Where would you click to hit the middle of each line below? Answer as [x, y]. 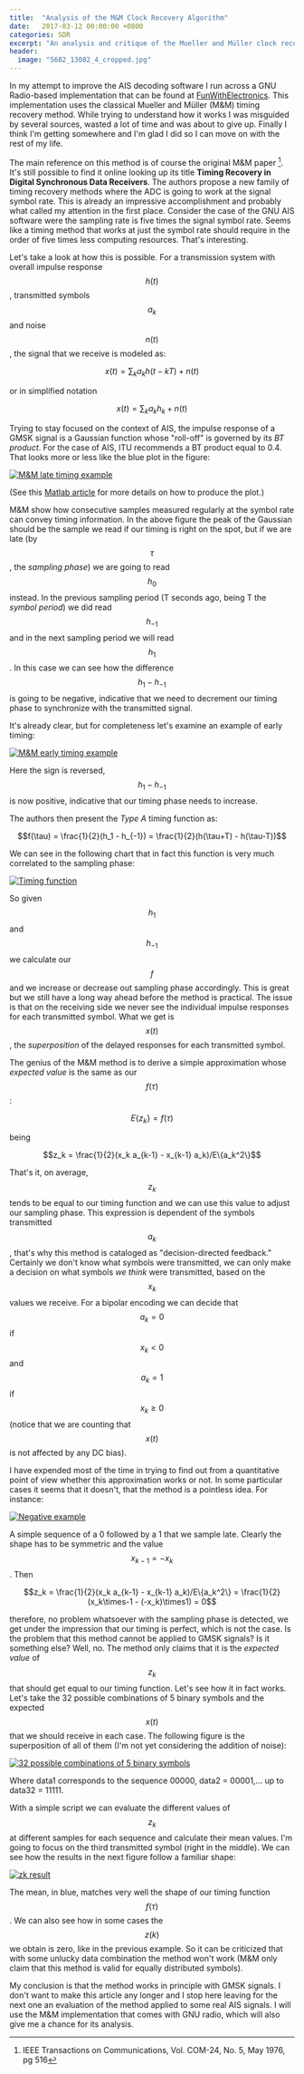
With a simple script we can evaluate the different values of [120, 1808]
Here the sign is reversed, [57, 770]
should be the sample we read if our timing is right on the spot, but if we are [151, 529]
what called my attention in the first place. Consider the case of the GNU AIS [152, 210]
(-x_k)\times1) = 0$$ [179, 1601]
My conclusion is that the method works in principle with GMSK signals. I [145, 1986]
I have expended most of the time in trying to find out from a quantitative [145, 1470]
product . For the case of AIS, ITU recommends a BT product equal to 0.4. [146, 448]
